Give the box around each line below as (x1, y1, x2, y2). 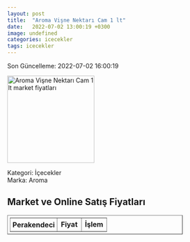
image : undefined (7, 29, 58, 37)
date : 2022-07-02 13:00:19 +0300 (7, 23, 111, 30)
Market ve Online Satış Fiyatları (7, 196, 146, 208)
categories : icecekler (7, 36, 73, 43)
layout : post (7, 10, 45, 17)
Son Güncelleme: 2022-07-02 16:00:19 (7, 62, 119, 70)
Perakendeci (13, 220, 56, 229)
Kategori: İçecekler (7, 169, 62, 176)
